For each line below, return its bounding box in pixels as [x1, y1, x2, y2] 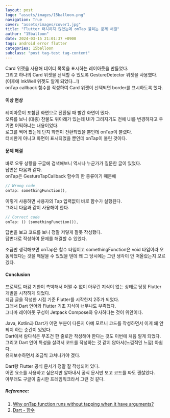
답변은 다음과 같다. [5, 166, 42, 172]
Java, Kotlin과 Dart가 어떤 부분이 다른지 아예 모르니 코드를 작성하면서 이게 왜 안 [5, 320, 164, 326]
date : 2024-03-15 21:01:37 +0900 [5, 36, 77, 42]
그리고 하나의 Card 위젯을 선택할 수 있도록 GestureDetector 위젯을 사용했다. [5, 71, 158, 77]
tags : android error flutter [5, 41, 67, 46]
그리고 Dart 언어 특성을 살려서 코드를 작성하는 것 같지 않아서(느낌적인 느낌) [5, 339, 154, 345]
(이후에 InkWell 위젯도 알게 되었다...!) [5, 78, 80, 84]
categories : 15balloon [5, 46, 54, 51]
